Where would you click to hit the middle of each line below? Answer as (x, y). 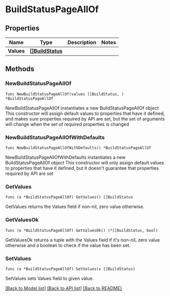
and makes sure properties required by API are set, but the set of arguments (85, 119)
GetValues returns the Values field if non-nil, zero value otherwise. (75, 206)
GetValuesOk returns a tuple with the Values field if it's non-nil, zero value (83, 240)
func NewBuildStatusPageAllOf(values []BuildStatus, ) (65, 94)
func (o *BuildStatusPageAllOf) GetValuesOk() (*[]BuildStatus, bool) (82, 230)
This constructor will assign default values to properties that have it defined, (85, 113)
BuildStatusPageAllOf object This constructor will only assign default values (85, 162)
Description (82, 42)
